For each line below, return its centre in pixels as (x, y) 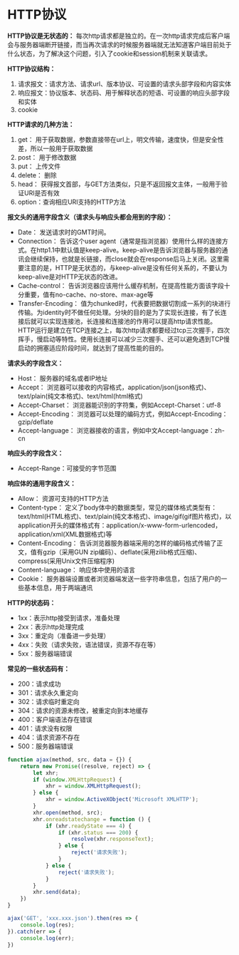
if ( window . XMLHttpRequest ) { (78, 780)
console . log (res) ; (47, 925)
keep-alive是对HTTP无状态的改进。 (70, 277)
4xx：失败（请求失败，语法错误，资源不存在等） (89, 644)
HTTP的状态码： (32, 602)
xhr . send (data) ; (57, 892)
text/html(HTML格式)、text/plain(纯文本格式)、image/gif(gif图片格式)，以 (124, 516)
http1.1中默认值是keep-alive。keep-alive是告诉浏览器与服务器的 (129, 249)
